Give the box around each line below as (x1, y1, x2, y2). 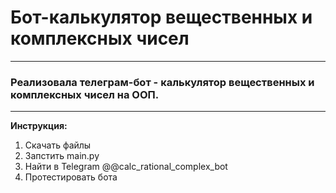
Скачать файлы (24, 139, 92, 151)
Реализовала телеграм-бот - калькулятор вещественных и (10, 75, 315, 89)
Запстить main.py (24, 150, 100, 162)
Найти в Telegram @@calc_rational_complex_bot (24, 161, 228, 173)
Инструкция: (10, 120, 68, 132)
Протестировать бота (24, 171, 118, 183)
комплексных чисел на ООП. (10, 87, 160, 101)
